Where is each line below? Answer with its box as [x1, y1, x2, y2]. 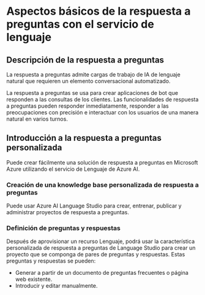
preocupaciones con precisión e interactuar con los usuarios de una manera [6, 109, 199, 116]
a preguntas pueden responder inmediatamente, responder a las [6, 102, 170, 110]
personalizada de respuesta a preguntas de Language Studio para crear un [6, 244, 196, 252]
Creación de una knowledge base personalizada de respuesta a [6, 181, 199, 189]
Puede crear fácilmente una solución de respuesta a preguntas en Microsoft [6, 159, 198, 166]
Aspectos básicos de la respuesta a [6, 4, 191, 18]
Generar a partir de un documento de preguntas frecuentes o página [15, 269, 188, 277]
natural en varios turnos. [6, 115, 69, 122]
